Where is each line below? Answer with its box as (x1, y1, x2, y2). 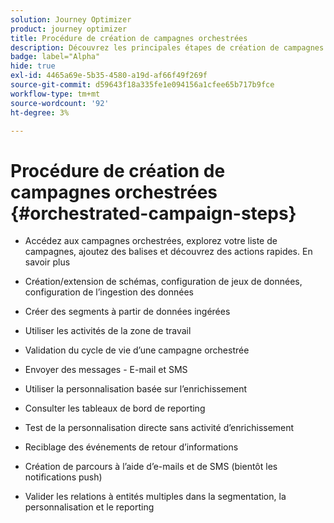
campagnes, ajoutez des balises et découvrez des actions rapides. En (24, 246, 313, 258)
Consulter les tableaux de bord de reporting (24, 402, 206, 415)
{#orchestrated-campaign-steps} (10, 202, 297, 225)
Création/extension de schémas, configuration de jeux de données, (24, 276, 303, 288)
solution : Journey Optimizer (10, 14, 132, 25)
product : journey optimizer (10, 24, 128, 34)
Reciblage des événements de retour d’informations (24, 441, 239, 453)
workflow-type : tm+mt (10, 89, 101, 99)
